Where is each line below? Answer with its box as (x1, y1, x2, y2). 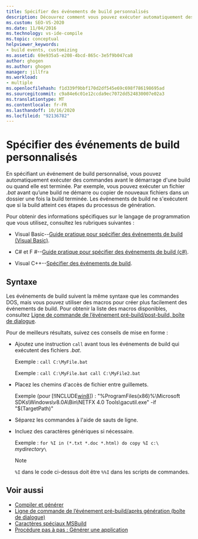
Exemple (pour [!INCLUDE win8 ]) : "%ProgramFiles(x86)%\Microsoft (14, 393, 180, 399)
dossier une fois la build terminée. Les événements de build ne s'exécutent (6, 195, 188, 202)
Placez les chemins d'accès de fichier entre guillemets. (14, 381, 149, 388)
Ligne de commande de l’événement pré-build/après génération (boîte (14, 507, 186, 514)
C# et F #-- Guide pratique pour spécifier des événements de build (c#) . (14, 248, 189, 255)
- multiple (6, 80, 33, 86)
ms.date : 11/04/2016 (6, 25, 57, 31)
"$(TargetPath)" (14, 405, 54, 412)
